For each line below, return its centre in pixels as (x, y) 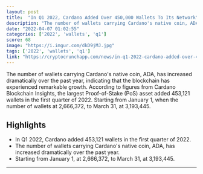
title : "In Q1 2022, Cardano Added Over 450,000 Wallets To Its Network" (102, 18)
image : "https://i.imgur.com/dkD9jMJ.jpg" (60, 46)
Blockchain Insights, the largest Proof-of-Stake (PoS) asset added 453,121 (98, 93)
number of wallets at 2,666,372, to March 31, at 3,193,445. (79, 106)
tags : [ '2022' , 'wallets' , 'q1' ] (48, 51)
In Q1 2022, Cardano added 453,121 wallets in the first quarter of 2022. (103, 140)
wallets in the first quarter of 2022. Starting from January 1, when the (92, 100)
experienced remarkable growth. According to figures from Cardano (91, 87)
